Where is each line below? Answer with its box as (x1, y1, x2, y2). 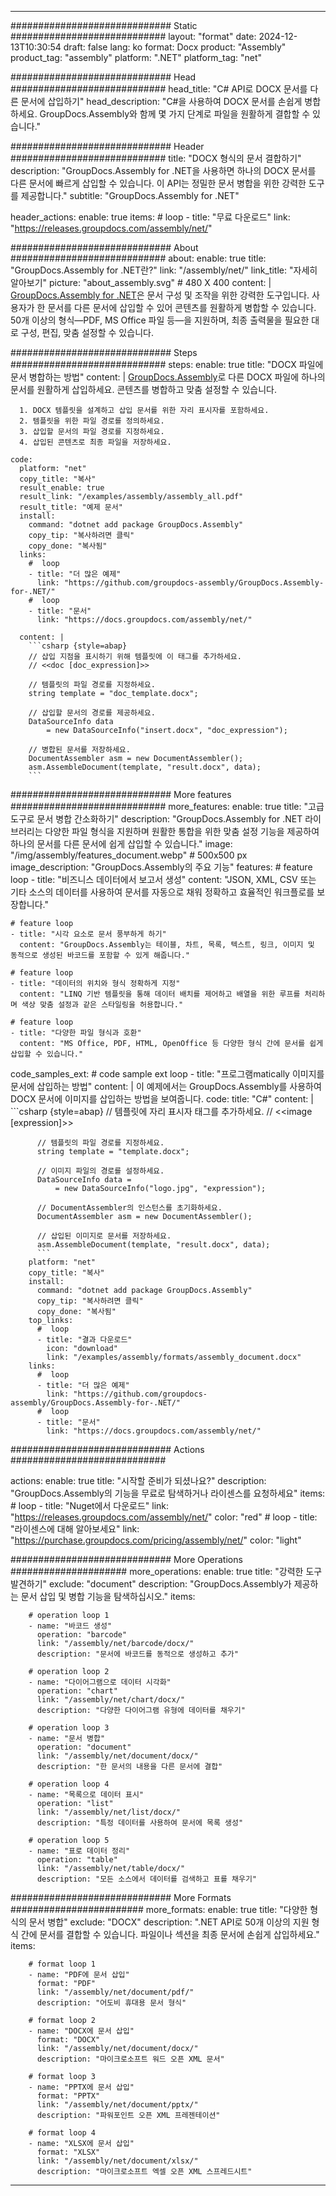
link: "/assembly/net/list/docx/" (36, 1807, 182, 1817)
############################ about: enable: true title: (10, 252, 267, 264)
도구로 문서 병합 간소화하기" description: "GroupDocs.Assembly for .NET (10, 813, 303, 825)
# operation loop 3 (28, 1723, 110, 1733)
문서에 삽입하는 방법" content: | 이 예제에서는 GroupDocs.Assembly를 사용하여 (10, 1081, 322, 1092)
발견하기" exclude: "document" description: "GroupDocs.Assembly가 (10, 1578, 292, 1590)
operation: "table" (36, 1855, 118, 1865)
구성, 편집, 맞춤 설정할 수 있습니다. (20, 327, 154, 338)
